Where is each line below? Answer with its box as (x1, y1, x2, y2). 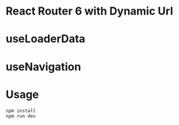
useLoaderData (5, 32, 86, 46)
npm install (5, 107, 36, 113)
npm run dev (5, 113, 36, 119)
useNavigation (5, 59, 82, 73)
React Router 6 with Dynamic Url (5, 4, 174, 18)
